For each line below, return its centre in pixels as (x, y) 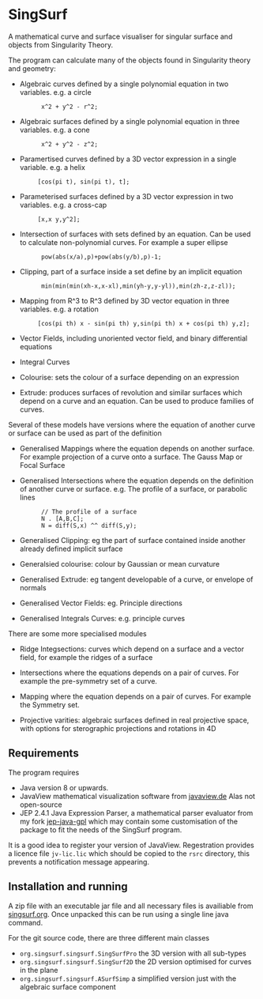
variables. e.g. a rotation (59, 309)
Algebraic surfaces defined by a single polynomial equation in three (130, 121)
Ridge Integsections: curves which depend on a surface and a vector (132, 649)
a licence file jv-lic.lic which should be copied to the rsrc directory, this (129, 853)
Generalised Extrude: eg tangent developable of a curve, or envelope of (137, 579)
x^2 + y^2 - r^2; (70, 107)
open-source (41, 805)
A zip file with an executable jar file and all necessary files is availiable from (131, 906)
